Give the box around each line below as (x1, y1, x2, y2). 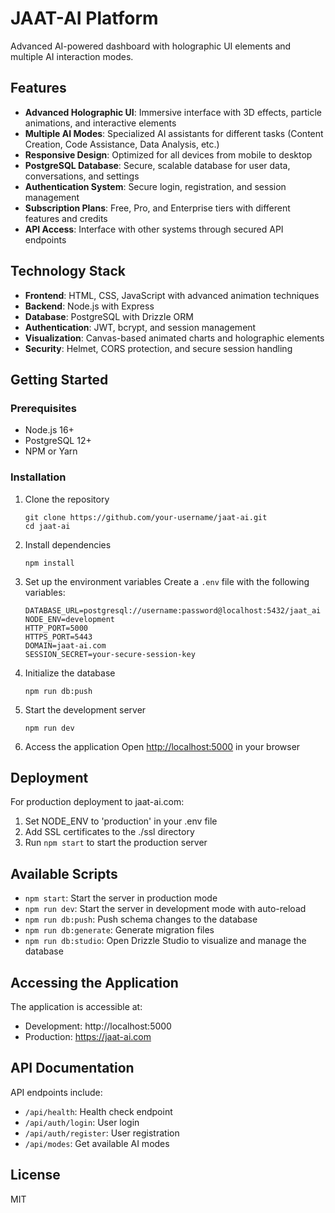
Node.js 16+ (24, 424, 75, 436)
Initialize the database (24, 667, 116, 679)
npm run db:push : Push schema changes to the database (24, 913, 258, 926)
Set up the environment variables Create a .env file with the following (24, 575, 310, 587)
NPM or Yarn (24, 445, 78, 457)
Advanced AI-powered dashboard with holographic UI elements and (10, 40, 292, 52)
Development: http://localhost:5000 (24, 1020, 172, 1032)
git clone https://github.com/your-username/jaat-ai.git (24, 512, 268, 522)
